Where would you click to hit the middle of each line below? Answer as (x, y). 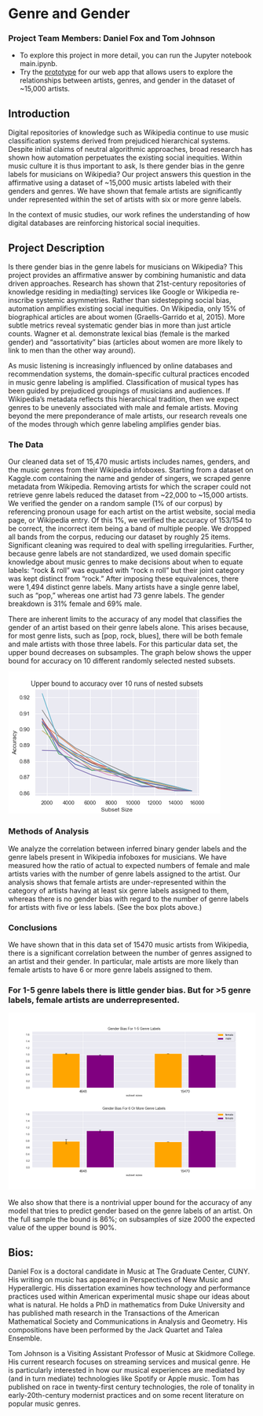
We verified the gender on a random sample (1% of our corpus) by (115, 504)
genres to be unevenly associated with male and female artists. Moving (123, 408)
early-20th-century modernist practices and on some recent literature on (126, 1396)
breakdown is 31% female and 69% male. (75, 604)
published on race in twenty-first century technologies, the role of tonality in (131, 1387)
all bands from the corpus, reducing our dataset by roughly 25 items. (119, 537)
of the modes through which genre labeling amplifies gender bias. (115, 424)
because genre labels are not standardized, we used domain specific (120, 554)
